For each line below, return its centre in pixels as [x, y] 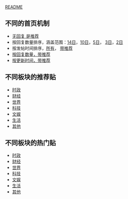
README [14, 7]
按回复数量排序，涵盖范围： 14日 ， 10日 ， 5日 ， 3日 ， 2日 [67, 42]
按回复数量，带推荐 [31, 54]
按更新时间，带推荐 [31, 60]
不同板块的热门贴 [30, 143]
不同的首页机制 [27, 24]
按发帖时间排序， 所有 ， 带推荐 [42, 48]
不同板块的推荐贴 [30, 77]
